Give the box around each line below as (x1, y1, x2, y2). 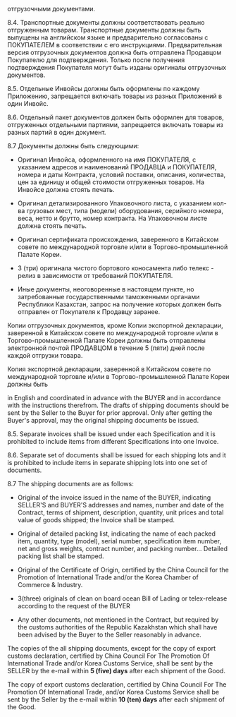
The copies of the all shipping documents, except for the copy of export (7, 644, 216, 652)
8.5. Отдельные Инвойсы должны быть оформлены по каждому (7, 85, 200, 92)
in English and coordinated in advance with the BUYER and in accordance (7, 394, 221, 402)
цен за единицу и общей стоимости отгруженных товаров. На (17, 178, 205, 186)
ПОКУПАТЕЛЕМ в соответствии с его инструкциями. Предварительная (7, 41, 223, 49)
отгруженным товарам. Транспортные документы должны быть (7, 26, 201, 34)
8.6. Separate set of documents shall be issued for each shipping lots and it (7, 451, 227, 459)
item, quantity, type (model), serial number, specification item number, (17, 537, 222, 545)
